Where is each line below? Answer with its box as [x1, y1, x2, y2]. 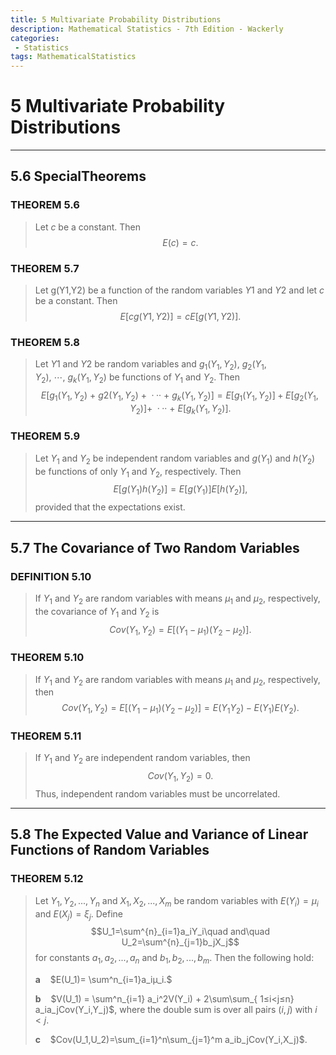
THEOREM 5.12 [10, 872, 84, 886]
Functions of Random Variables [10, 842, 210, 859]
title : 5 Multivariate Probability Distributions [10, 14, 222, 25]
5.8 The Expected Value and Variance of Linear [10, 826, 309, 843]
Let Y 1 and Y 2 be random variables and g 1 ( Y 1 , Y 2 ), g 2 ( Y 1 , [34, 358, 267, 373]
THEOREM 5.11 [10, 729, 82, 743]
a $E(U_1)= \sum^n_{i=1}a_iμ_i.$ [34, 974, 173, 986]
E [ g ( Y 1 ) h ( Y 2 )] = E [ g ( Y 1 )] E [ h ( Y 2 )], [113, 483, 248, 498]
